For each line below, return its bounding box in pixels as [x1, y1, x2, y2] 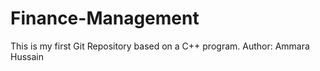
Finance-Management [10, 7, 200, 30]
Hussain [10, 50, 44, 62]
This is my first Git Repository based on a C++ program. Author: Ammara [10, 40, 310, 52]
